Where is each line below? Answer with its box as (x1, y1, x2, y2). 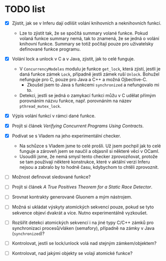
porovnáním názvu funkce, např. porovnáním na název (19, 98, 132, 104)
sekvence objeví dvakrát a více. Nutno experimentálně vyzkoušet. (11, 209, 148, 216)
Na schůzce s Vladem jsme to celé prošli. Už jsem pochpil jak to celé (19, 143, 161, 149)
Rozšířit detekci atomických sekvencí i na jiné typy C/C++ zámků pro (11, 219, 154, 225)
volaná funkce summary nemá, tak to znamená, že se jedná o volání (19, 36, 159, 41)
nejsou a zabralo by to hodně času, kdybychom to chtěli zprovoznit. (19, 164, 159, 170)
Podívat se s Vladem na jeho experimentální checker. (11, 133, 121, 139)
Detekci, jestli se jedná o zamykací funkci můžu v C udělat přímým (19, 93, 156, 99)
